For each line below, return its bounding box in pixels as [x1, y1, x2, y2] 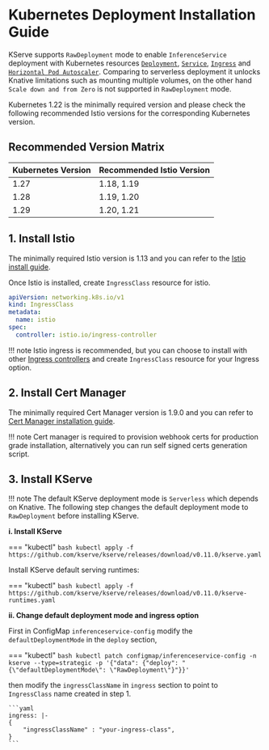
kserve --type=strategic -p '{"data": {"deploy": [8, 659, 179, 667]
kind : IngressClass [8, 301, 74, 309]
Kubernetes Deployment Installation [8, 6, 256, 24]
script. [8, 449, 30, 459]
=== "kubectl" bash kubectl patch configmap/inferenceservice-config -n [8, 650, 257, 660]
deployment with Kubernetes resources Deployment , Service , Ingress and [8, 58, 251, 68]
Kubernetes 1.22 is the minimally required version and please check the [8, 100, 246, 109]
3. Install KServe [8, 472, 93, 486]
